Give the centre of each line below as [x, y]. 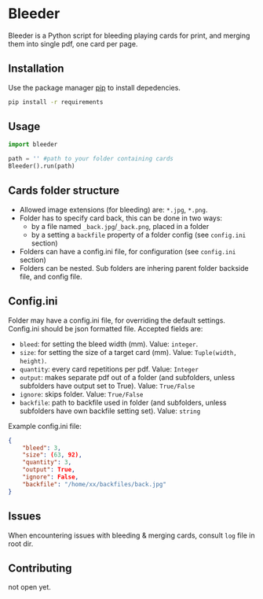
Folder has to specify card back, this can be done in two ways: [121, 218]
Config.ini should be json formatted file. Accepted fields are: [106, 328]
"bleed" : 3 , [42, 448]
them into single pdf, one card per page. [73, 43]
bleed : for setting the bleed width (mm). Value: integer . [109, 344]
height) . [33, 361]
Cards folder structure [64, 191]
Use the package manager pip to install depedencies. [94, 87]
